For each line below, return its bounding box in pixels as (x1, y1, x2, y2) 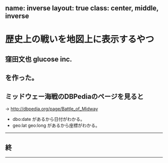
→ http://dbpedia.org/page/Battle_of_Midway (5, 106, 98, 112)
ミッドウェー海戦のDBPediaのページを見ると (5, 92, 144, 101)
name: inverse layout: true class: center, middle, (5, 4, 159, 13)
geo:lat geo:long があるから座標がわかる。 (12, 122, 100, 128)
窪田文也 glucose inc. (5, 55, 72, 63)
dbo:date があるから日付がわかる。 (12, 116, 85, 122)
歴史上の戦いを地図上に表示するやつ (5, 34, 154, 45)
